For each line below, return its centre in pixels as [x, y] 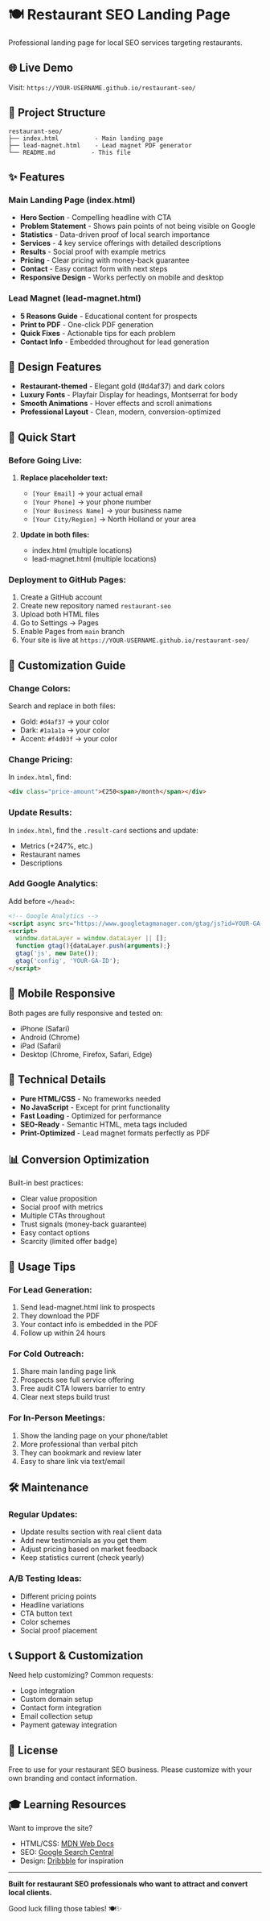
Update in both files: [55, 535]
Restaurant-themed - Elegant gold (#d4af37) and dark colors [122, 386]
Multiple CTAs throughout [63, 1216]
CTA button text [46, 1613]
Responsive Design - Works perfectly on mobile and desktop [122, 277]
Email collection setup [56, 1716]
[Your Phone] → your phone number [92, 502]
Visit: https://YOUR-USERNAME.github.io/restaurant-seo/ [102, 87]
